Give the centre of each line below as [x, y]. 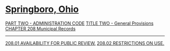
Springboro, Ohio [42, 9]
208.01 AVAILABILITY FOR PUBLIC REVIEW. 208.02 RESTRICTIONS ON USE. [85, 43]
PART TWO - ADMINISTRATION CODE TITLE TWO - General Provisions [79, 23]
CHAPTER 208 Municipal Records [40, 28]
